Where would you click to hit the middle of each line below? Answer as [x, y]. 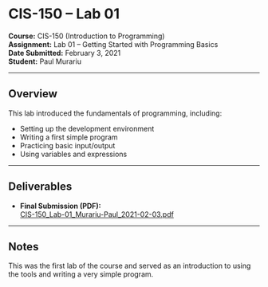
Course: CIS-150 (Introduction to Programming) [87, 36]
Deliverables [40, 187]
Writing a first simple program [69, 137]
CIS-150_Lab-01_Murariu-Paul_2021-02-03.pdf [97, 214]
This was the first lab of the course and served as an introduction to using [130, 266]
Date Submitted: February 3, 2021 [65, 53]
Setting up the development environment [87, 128]
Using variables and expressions [73, 154]
